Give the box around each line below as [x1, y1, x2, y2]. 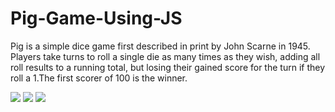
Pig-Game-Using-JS [10, 7, 183, 30]
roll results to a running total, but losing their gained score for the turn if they [10, 61, 326, 73]
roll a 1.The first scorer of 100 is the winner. [10, 72, 188, 84]
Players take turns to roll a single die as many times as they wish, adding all [10, 50, 321, 62]
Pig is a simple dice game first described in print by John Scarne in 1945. [10, 40, 311, 52]
